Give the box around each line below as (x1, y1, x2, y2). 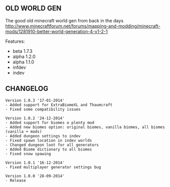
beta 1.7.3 (12, 48, 33, 54)
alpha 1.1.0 (12, 58, 35, 65)
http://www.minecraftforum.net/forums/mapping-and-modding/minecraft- (5, 23, 161, 29)
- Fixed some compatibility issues (5, 107, 81, 112)
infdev (12, 64, 26, 70)
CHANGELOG (5, 84, 48, 93)
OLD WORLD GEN (5, 4, 62, 13)
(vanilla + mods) (5, 129, 42, 134)
